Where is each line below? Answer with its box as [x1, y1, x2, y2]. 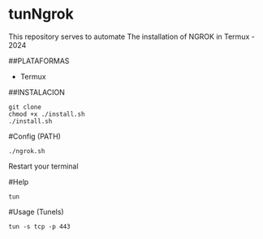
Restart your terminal [8, 161, 79, 171]
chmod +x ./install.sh [8, 110, 85, 118]
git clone [8, 103, 42, 111]
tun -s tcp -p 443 [8, 222, 71, 231]
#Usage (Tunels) [8, 207, 64, 216]
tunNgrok [8, 5, 75, 23]
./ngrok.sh [8, 147, 45, 155]
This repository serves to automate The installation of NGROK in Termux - [8, 32, 256, 41]
